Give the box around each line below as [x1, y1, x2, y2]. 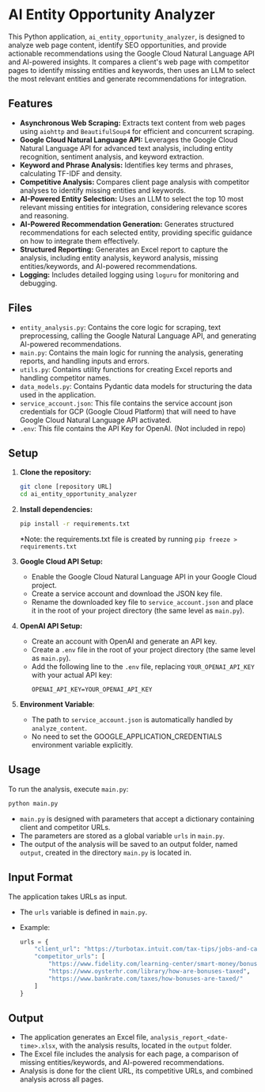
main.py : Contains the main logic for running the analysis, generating [19, 348, 244, 357]
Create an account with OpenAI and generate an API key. [31, 636, 218, 646]
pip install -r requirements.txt [19, 520, 131, 529]
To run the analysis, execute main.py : [8, 784, 129, 794]
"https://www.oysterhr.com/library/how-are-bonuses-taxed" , [48, 967, 251, 975]
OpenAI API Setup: [19, 621, 83, 630]
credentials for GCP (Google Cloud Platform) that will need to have [19, 406, 237, 416]
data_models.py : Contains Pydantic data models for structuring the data [19, 381, 252, 390]
